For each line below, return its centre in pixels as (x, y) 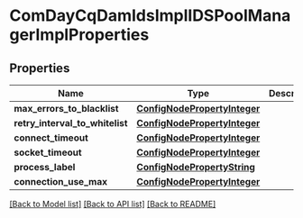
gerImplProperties (79, 35)
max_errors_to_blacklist (66, 109)
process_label (45, 167)
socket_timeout (48, 152)
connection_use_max (61, 182)
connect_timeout (51, 138)
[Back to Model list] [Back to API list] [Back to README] (113, 204)
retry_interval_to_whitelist (71, 123)
